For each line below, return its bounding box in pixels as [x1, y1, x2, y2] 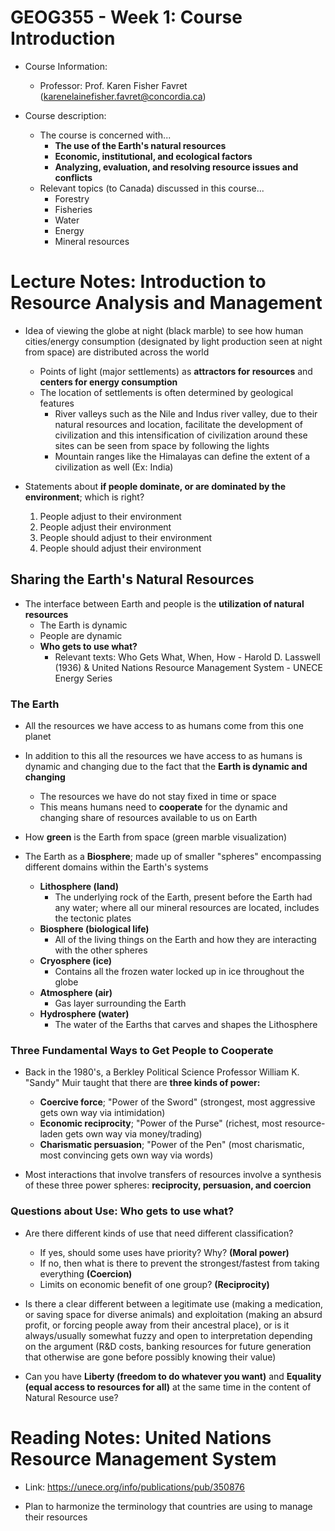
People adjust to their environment [39, 510, 182, 522]
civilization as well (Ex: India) [54, 461, 174, 473]
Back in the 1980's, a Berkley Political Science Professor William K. [24, 1066, 300, 1078]
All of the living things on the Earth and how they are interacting [54, 933, 317, 945]
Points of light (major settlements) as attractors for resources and [39, 365, 313, 377]
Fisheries [54, 203, 93, 215]
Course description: [24, 109, 107, 121]
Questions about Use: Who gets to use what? [10, 1204, 235, 1218]
